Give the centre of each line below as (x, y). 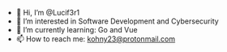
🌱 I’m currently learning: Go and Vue (77, 30)
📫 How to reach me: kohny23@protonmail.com (96, 39)
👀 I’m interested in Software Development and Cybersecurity (117, 21)
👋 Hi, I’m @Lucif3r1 (47, 13)
